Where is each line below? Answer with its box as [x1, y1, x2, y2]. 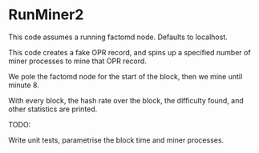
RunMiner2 [8, 6, 84, 24]
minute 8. [8, 80, 40, 90]
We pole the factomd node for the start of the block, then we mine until [8, 71, 243, 81]
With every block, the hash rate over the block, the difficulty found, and [8, 95, 244, 105]
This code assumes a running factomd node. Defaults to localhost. [8, 32, 229, 42]
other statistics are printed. [8, 104, 98, 114]
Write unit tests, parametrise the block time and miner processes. [8, 135, 225, 145]
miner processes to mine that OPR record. [8, 56, 147, 66]
